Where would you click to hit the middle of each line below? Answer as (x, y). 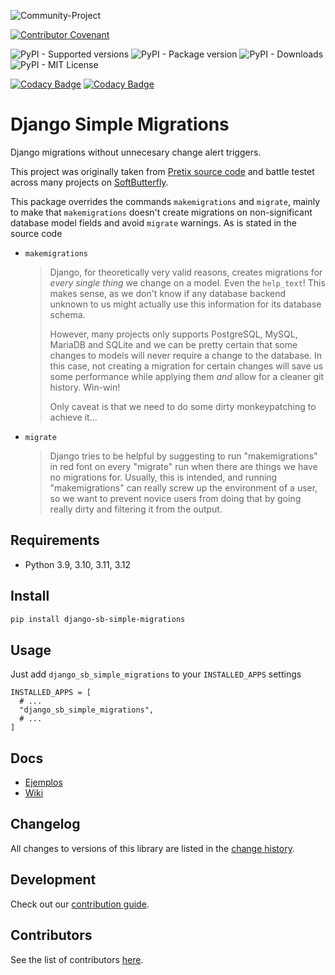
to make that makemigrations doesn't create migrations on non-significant (161, 212)
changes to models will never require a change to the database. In (185, 355)
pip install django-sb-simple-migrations (98, 619)
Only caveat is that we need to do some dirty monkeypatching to (183, 406)
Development (53, 880)
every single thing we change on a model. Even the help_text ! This (187, 282)
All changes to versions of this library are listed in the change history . (152, 848)
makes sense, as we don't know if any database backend (168, 293)
